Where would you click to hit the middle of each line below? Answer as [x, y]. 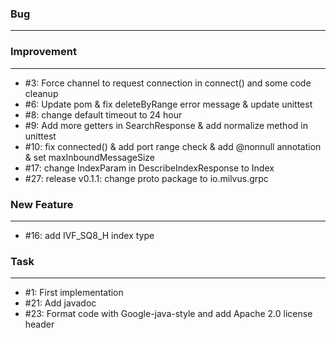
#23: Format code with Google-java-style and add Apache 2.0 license [168, 314]
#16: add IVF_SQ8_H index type [89, 235]
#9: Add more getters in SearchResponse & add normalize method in [166, 125]
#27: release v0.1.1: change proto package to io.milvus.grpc [146, 178]
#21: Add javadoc [60, 303]
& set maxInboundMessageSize [89, 157]
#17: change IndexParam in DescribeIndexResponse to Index [149, 168]
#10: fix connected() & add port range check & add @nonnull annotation [173, 146]
